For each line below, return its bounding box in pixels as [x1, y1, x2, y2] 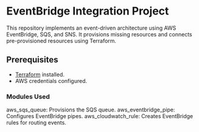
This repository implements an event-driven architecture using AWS [6, 24, 176, 31]
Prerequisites [6, 54, 58, 65]
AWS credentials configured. [15, 77, 88, 84]
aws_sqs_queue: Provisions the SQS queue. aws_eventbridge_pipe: [6, 106, 175, 113]
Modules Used [6, 92, 51, 101]
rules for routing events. [6, 119, 67, 127]
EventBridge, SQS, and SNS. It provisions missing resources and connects [6, 30, 193, 38]
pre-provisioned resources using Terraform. [6, 37, 117, 44]
